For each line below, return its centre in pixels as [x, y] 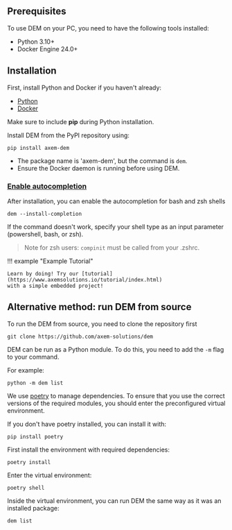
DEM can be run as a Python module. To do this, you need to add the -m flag [116, 349]
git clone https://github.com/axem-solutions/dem [80, 336]
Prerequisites [37, 11]
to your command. [33, 357]
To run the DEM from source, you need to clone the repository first [102, 324]
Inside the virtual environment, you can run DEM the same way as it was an [114, 501]
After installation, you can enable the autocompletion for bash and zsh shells [116, 201]
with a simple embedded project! [55, 286]
